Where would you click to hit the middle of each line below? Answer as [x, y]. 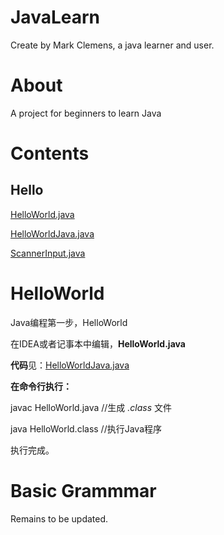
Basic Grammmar [83, 491]
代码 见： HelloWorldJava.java [70, 365]
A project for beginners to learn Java [86, 113]
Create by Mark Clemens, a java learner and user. [112, 45]
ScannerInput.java [48, 253]
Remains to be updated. [59, 518]
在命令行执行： [41, 386]
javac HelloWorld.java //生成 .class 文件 [91, 407]
